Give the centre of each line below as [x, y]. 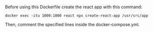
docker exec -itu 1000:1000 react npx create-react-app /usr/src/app [77, 16]
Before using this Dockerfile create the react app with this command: [74, 7]
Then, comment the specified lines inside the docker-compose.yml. [72, 24]
